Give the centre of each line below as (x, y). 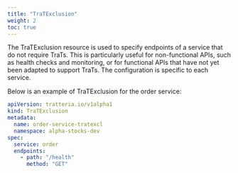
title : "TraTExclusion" (43, 14)
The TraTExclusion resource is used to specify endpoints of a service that (115, 48)
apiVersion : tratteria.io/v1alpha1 (60, 105)
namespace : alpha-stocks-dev (57, 131)
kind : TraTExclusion (38, 111)
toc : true (22, 27)
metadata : (22, 118)
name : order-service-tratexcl (58, 125)
